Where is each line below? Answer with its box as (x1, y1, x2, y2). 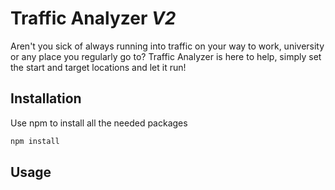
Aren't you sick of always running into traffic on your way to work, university (10, 40, 325, 52)
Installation (10, 90, 82, 107)
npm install (10, 136, 60, 146)
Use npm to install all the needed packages (10, 117, 188, 129)
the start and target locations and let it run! (10, 61, 187, 73)
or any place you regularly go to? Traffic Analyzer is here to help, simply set (10, 50, 322, 62)
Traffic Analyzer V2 (10, 7, 177, 30)
